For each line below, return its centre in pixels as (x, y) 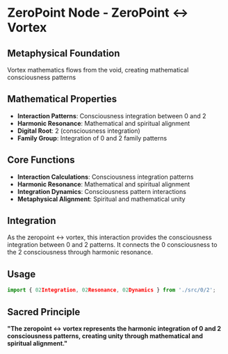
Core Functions (41, 160)
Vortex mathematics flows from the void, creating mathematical (98, 70)
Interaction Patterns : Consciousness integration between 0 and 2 (112, 115)
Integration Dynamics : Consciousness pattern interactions (101, 191)
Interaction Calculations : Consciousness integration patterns (105, 177)
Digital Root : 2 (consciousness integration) (79, 131)
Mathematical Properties (62, 99)
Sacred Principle (44, 312)
